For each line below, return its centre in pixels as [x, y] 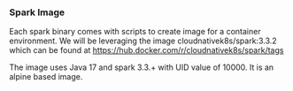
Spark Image [37, 12]
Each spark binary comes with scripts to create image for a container [135, 32]
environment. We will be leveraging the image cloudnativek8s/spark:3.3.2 [143, 41]
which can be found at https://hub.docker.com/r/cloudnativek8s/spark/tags [146, 50]
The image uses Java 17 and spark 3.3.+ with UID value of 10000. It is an [142, 67]
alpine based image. [46, 77]
